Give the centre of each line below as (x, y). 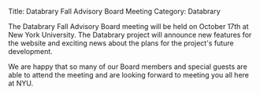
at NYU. (21, 83)
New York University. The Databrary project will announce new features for (130, 35)
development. (30, 51)
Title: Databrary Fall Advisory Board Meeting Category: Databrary (114, 11)
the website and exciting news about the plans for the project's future (121, 43)
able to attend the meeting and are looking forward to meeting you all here (129, 75)
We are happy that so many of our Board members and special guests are (128, 67)
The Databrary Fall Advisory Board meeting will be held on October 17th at (129, 26)
